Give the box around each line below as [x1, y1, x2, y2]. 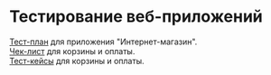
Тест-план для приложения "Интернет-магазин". [9, 36, 198, 47]
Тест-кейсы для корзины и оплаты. [9, 55, 145, 66]
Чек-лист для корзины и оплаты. [9, 45, 135, 56]
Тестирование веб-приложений [9, 6, 264, 27]
